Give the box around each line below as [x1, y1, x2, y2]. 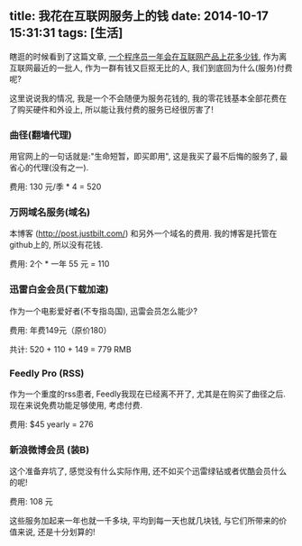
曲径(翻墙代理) [9, 129, 72, 141]
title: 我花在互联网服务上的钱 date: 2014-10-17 [9, 8, 269, 24]
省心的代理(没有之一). [9, 162, 89, 173]
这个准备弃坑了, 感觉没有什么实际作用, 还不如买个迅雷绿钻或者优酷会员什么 [9, 466, 287, 477]
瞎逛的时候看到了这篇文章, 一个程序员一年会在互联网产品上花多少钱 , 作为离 [9, 50, 287, 61]
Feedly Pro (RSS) [9, 367, 85, 379]
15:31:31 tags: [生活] [9, 25, 124, 41]
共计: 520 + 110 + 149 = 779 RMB [9, 343, 133, 354]
